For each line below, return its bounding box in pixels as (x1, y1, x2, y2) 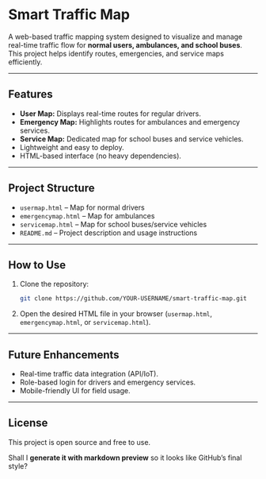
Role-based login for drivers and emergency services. (19, 377, 196, 387)
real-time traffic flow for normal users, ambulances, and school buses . (8, 40, 243, 49)
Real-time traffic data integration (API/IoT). (19, 369, 158, 379)
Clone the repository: (19, 280, 89, 289)
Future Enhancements (8, 348, 120, 361)
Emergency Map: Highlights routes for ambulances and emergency (19, 117, 240, 126)
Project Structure (8, 181, 95, 195)
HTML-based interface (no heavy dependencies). (19, 151, 182, 160)
